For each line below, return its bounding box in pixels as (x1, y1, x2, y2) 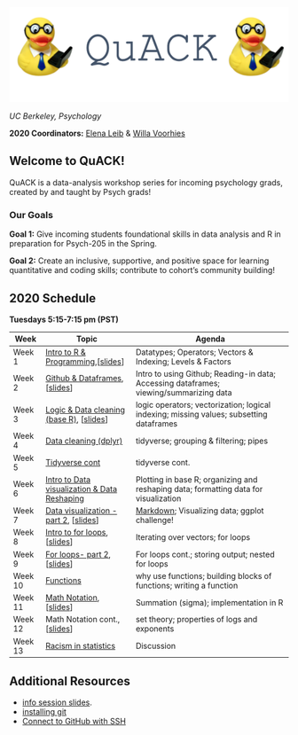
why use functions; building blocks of (136, 570, 272, 581)
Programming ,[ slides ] (45, 356, 125, 366)
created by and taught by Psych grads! (9, 186, 152, 197)
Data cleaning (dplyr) (45, 435, 123, 446)
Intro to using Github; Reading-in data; (136, 368, 277, 379)
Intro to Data (45, 473, 91, 485)
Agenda (195, 333, 226, 344)
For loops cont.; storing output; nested (136, 549, 275, 559)
